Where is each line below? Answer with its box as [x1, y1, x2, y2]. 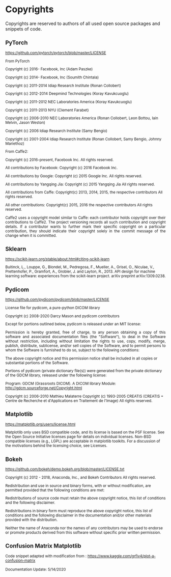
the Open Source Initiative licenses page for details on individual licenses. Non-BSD [5, 434, 152, 439]
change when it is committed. [5, 233, 57, 238]
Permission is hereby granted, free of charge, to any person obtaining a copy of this [5, 330, 166, 335]
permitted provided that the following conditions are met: [5, 487, 105, 492]
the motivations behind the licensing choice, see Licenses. [5, 443, 108, 449]
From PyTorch [5, 59, 30, 64]
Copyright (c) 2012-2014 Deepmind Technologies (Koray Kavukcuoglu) [5, 91, 129, 96]
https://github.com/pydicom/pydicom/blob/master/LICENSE [5, 297, 109, 303]
